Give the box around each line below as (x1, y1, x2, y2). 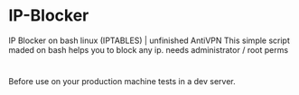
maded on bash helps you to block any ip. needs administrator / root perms (8, 44, 289, 55)
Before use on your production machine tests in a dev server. (8, 76, 236, 87)
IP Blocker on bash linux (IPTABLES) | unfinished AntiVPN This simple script (8, 35, 291, 46)
